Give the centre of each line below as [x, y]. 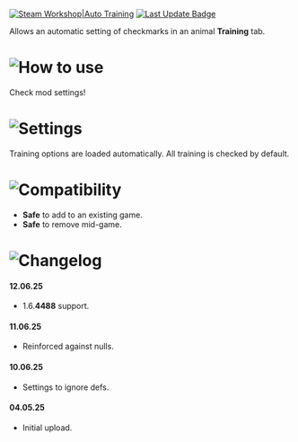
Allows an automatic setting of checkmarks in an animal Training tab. [137, 31]
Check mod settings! [48, 92]
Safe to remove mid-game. [72, 224]
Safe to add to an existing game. [83, 215]
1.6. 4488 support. [56, 306]
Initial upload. [47, 428]
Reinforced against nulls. [68, 347]
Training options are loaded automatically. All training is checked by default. [149, 154]
